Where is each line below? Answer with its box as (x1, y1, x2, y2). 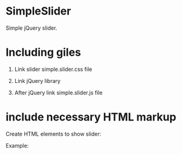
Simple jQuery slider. (5, 24, 57, 31)
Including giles (5, 45, 82, 59)
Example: (5, 142, 29, 149)
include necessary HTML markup (5, 110, 177, 124)
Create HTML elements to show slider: (5, 130, 102, 137)
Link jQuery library (14, 77, 61, 84)
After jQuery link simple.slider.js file (14, 89, 103, 96)
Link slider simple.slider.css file (14, 65, 93, 73)
